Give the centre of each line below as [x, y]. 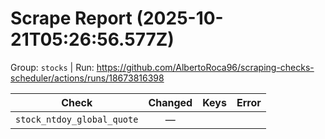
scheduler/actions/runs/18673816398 [87, 78]
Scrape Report [71, 18]
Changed [170, 102]
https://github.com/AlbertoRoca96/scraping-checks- [205, 67]
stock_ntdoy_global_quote [77, 119]
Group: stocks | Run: [52, 67]
